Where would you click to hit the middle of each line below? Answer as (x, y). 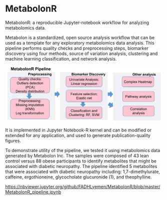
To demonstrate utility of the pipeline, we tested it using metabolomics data (83, 150)
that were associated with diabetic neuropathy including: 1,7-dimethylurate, (82, 171)
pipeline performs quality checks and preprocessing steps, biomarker (77, 48)
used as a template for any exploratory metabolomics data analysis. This (80, 42)
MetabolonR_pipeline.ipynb (33, 192)
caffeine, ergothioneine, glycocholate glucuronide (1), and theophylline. (78, 177)
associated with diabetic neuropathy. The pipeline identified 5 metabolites (81, 166)
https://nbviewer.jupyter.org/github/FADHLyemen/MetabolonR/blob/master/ (83, 186)
